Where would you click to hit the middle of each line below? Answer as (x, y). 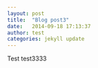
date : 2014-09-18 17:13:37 (49, 26)
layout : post (26, 13)
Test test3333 (27, 58)
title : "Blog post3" (38, 20)
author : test (26, 33)
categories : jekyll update (46, 39)
